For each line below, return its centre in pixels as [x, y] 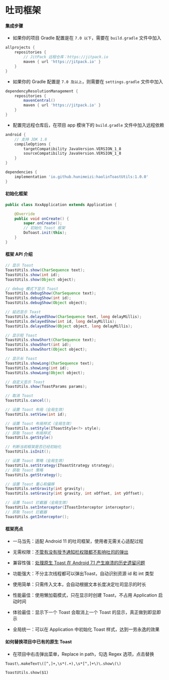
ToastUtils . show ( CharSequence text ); [45, 270]
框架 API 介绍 [19, 254]
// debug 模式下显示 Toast [32, 289]
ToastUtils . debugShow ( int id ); [38, 298]
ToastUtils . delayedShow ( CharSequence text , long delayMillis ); [74, 317]
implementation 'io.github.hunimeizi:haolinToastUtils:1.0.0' [81, 177]
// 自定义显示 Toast [25, 382]
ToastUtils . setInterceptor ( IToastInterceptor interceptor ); [70, 507]
